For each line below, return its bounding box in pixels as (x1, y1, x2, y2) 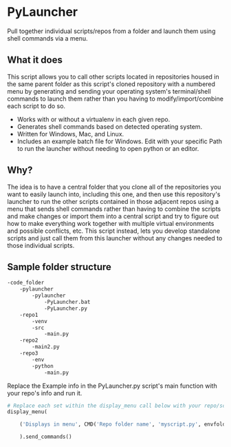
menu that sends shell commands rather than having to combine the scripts (7, 205, 221, 213)
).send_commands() (19, 433, 72, 441)
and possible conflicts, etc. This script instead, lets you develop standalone (7, 227, 221, 235)
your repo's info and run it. (7, 388, 82, 397)
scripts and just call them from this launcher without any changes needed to (7, 233, 223, 242)
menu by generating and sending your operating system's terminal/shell (7, 87, 211, 95)
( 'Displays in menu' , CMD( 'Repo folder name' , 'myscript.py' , (19, 421, 201, 428)
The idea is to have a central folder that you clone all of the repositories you (7, 183, 221, 191)
